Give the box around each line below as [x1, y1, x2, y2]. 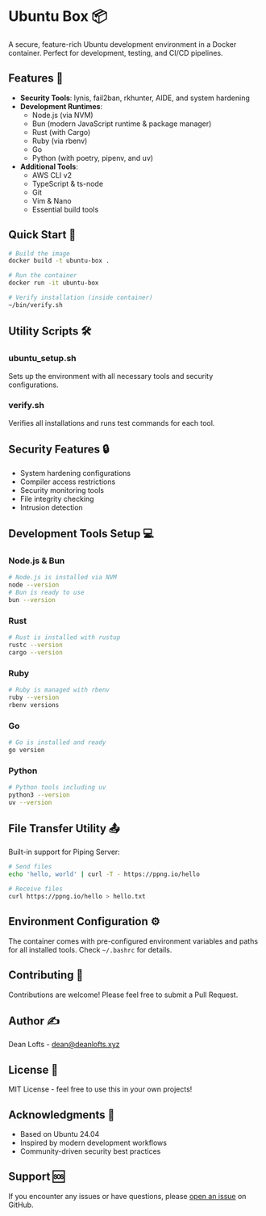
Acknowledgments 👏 [8, 1108, 115, 1121]
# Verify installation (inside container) [8, 293, 153, 302]
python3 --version [8, 790, 70, 799]
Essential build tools [31, 204, 99, 214]
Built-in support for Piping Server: [8, 847, 121, 857]
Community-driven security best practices [19, 1146, 161, 1156]
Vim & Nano [31, 196, 72, 205]
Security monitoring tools [19, 485, 105, 494]
